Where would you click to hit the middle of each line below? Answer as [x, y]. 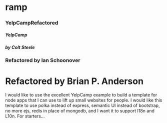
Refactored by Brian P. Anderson [74, 81]
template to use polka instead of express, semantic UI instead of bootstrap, [82, 105]
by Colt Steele [20, 47]
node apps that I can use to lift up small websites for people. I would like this [84, 100]
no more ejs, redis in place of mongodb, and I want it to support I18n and [80, 111]
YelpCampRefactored [32, 23]
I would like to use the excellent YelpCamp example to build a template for [81, 95]
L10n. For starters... [25, 116]
